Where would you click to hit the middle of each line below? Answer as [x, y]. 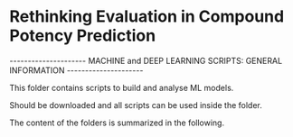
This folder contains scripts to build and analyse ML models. [122, 87]
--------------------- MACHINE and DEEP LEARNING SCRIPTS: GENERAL [146, 60]
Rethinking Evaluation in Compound [147, 17]
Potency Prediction [83, 36]
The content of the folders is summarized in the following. [117, 123]
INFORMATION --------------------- [76, 70]
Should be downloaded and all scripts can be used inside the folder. [136, 105]
